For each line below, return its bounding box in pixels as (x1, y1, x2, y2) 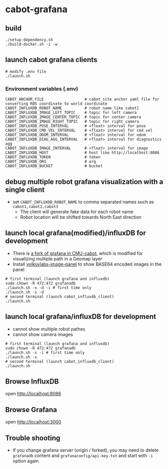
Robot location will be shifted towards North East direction (20, 214, 142, 220)
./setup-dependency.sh (5, 37, 53, 42)
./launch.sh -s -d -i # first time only (5, 285, 92, 290)
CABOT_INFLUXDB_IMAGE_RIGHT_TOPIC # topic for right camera (5, 119, 139, 124)
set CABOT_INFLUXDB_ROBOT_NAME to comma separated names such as (12, 198, 154, 204)
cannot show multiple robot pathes (12, 326, 86, 332)
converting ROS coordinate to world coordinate (5, 101, 108, 106)
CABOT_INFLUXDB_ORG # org (5, 159, 96, 164)
